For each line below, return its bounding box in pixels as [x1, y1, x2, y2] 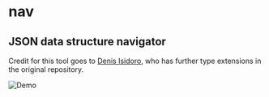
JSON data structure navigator [8, 35, 166, 48]
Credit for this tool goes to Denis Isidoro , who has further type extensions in [8, 56, 262, 65]
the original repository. [8, 65, 84, 74]
